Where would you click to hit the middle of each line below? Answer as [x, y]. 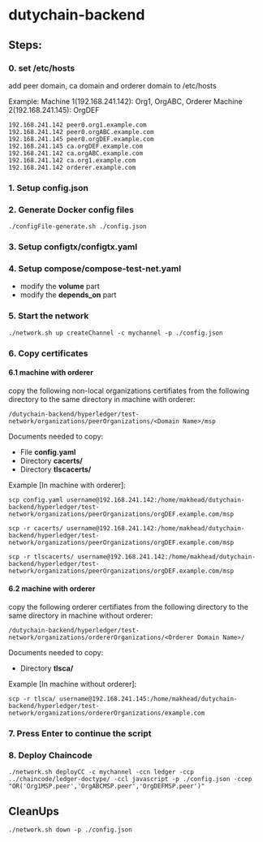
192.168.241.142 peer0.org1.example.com [78, 125]
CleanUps [34, 811]
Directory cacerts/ [51, 460]
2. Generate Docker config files [71, 209]
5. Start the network [49, 316]
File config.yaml [48, 451]
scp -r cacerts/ [36, 528]
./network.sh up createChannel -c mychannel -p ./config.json [116, 333]
